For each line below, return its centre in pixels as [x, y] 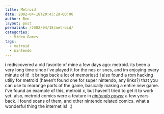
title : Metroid [21, 10]
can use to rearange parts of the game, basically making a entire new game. [82, 85]
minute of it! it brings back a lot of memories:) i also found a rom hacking [79, 75]
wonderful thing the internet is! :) [39, 106]
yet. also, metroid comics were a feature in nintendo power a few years [77, 95]
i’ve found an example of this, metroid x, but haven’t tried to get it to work [79, 91]
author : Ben [17, 19]
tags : [11, 42]
